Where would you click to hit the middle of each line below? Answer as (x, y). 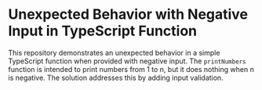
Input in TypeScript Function (103, 31)
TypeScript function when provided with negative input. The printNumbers (127, 61)
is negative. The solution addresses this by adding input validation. (116, 77)
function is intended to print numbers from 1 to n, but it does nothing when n (131, 69)
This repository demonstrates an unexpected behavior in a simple (114, 52)
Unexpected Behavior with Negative (128, 14)
